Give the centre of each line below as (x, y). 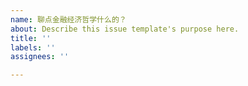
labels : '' (33, 47)
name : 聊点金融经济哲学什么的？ (68, 19)
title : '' (31, 38)
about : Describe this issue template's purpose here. (125, 29)
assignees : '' (40, 57)
